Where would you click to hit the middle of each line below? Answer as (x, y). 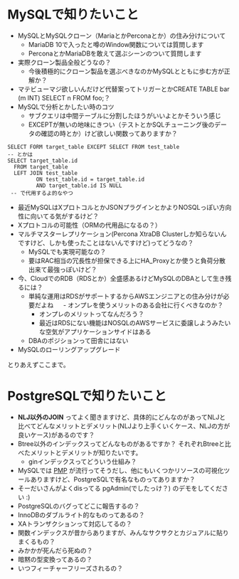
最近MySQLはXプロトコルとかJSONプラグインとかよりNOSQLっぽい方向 (124, 207)
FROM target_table (41, 167)
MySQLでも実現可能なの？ (67, 251)
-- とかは (20, 154)
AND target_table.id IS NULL (79, 186)
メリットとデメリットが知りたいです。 (86, 452)
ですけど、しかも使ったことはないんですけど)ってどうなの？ (106, 243)
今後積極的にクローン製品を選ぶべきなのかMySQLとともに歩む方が (126, 71)
